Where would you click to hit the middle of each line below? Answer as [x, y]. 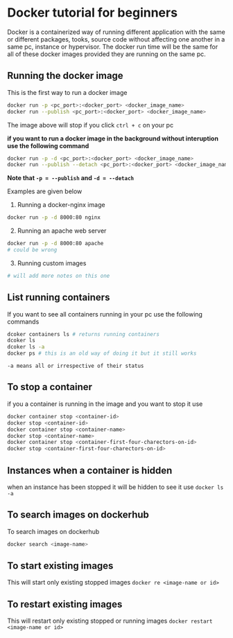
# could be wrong [32, 250]
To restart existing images [65, 604]
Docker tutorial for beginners [93, 13]
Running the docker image [65, 76]
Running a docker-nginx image [61, 205]
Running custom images [52, 263]
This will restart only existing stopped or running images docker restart [110, 621]
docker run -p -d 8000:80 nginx [54, 218]
